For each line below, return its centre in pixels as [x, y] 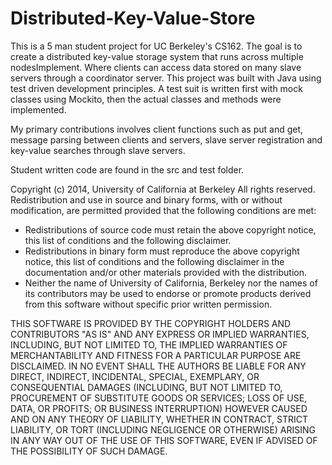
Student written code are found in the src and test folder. [127, 169]
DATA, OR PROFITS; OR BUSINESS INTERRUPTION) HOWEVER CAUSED [159, 408]
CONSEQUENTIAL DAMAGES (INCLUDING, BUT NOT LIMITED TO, [146, 387]
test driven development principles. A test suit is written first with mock [156, 88]
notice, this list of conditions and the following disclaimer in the [154, 261]
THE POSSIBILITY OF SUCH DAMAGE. [89, 451]
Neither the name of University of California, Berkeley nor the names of [171, 283]
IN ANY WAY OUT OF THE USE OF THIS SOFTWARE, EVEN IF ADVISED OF [164, 440]
